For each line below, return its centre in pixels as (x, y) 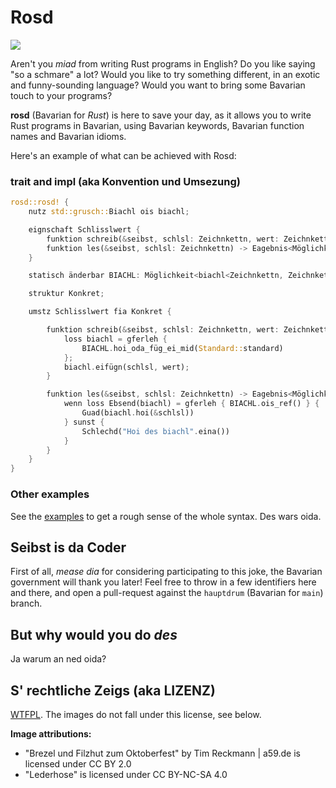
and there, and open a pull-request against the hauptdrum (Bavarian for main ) (167, 593)
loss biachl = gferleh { (115, 339)
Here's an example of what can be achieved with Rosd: (123, 155)
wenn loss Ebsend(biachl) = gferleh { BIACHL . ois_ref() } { (191, 404)
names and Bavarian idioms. (68, 136)
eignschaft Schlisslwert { (84, 229)
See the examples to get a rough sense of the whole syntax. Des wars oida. (166, 516)
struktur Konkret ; (66, 294)
